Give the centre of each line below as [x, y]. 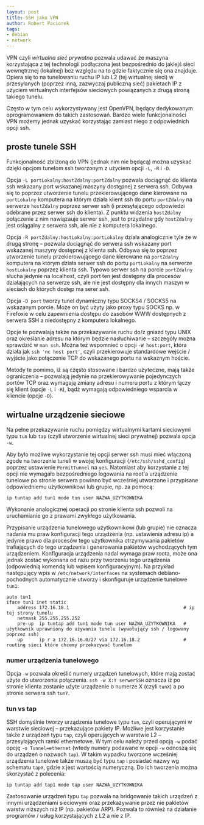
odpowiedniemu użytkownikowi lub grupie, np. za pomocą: [80, 487]
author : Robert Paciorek [38, 23]
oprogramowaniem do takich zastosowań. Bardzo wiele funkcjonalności [97, 115]
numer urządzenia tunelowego [53, 660]
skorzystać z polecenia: [36, 774]
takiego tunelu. [25, 96]
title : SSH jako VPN [33, 18]
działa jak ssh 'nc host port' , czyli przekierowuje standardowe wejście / [98, 351]
